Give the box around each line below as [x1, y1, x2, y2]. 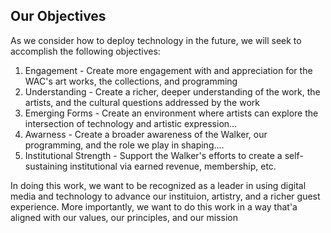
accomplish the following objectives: [10, 45, 161, 57]
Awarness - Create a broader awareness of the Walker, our [24, 128, 268, 140]
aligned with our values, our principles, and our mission [10, 211, 238, 223]
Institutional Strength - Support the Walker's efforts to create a [24, 149, 283, 161]
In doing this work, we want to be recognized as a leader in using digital [10, 179, 307, 191]
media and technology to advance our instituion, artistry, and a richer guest [10, 190, 321, 202]
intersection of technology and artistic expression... [24, 117, 238, 129]
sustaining [24, 160, 68, 172]
